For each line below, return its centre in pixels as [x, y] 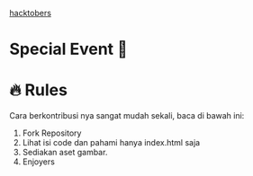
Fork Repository [52, 133]
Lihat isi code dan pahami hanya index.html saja [111, 143]
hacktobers [31, 13]
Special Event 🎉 [68, 49]
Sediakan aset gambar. [65, 153]
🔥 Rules [38, 90]
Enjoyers [39, 162]
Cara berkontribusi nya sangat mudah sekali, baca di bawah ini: [127, 116]
